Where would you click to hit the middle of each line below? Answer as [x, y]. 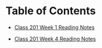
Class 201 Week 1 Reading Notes [54, 27]
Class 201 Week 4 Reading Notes [55, 39]
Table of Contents [51, 11]
